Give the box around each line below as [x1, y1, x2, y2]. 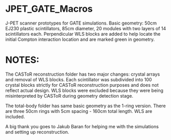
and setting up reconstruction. [5, 129, 69, 135]
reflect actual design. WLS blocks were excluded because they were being [5, 87, 163, 94]
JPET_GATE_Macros [5, 3, 93, 15]
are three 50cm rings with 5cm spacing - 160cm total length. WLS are [5, 108, 153, 114]
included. [5, 113, 25, 120]
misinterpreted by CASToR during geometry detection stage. [5, 92, 134, 99]
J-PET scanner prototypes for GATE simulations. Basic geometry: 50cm [5, 20, 157, 26]
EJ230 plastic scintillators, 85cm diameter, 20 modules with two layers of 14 [5, 25, 166, 31]
